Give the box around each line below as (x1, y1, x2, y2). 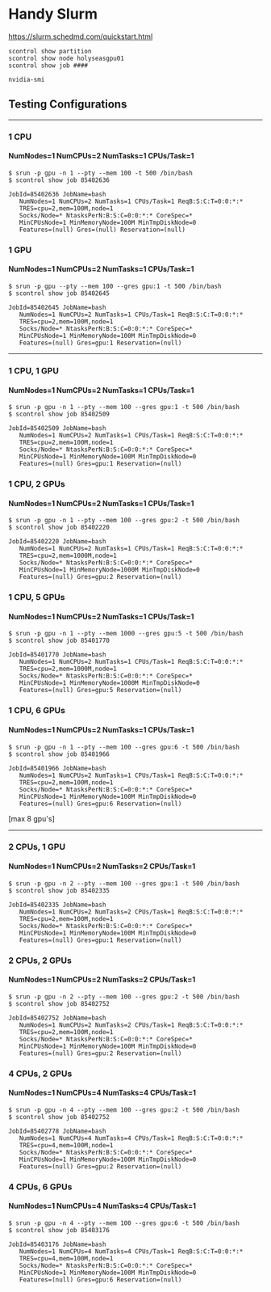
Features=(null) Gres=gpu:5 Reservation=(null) (19, 686, 182, 695)
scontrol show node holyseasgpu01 (8, 54, 125, 62)
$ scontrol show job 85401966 (8, 749, 110, 758)
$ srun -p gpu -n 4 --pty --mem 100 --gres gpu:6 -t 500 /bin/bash (8, 1219, 240, 1227)
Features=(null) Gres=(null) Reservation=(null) (19, 226, 186, 234)
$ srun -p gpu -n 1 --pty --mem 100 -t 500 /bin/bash (8, 169, 194, 177)
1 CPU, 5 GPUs (8, 592, 65, 603)
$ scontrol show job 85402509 (8, 410, 110, 419)
